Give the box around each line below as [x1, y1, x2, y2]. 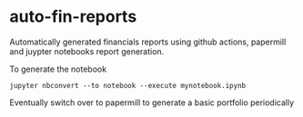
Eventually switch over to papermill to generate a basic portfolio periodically [9, 97, 295, 108]
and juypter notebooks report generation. [9, 45, 165, 56]
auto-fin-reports [9, 6, 137, 27]
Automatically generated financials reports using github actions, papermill [9, 36, 287, 47]
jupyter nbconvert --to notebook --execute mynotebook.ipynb [9, 81, 247, 90]
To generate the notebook [9, 63, 107, 74]
